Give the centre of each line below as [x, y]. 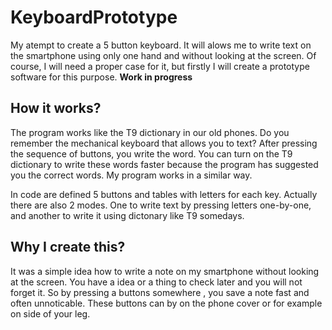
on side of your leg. [50, 313]
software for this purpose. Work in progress [101, 77]
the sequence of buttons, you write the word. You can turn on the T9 [151, 153]
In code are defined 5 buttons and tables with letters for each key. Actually [164, 194]
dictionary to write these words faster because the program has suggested [164, 164]
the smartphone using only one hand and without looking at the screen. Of [163, 55]
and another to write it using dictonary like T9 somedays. [127, 215]
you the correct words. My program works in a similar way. [131, 175]
